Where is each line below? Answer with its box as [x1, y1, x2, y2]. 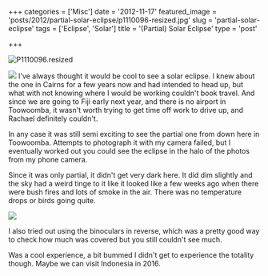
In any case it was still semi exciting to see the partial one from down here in [8, 130, 260, 138]
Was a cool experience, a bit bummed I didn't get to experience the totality [8, 250, 254, 259]
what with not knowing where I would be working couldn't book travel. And [8, 88, 255, 98]
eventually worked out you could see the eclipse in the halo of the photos [8, 146, 250, 155]
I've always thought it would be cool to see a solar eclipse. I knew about [18, 71, 255, 81]
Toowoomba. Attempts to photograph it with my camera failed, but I [8, 138, 231, 147]
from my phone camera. [8, 155, 88, 164]
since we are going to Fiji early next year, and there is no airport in [8, 97, 226, 106]
